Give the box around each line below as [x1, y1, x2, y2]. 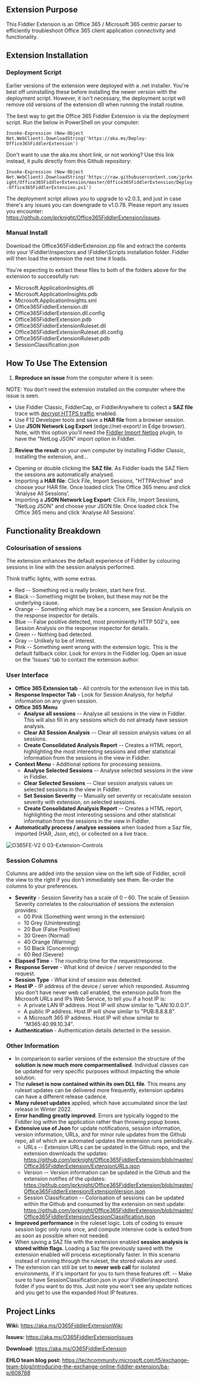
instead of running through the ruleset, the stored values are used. [14, 1258, 178, 1265]
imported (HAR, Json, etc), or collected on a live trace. [14, 830, 149, 837]
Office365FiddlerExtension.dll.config [14, 309, 105, 316]
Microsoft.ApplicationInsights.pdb [14, 290, 98, 297]
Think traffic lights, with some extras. [6, 575, 97, 582]
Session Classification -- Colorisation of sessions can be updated [23, 1194, 184, 1201]
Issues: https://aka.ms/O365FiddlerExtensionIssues [6, 1334, 134, 1340]
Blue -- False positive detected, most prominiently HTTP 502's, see [14, 618, 180, 625]
